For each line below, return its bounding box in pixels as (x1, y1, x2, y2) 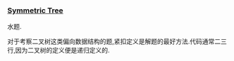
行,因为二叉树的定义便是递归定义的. (7, 46, 111, 55)
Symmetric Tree (7, 6, 63, 15)
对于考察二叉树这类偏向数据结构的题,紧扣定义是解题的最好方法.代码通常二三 (7, 37, 228, 46)
